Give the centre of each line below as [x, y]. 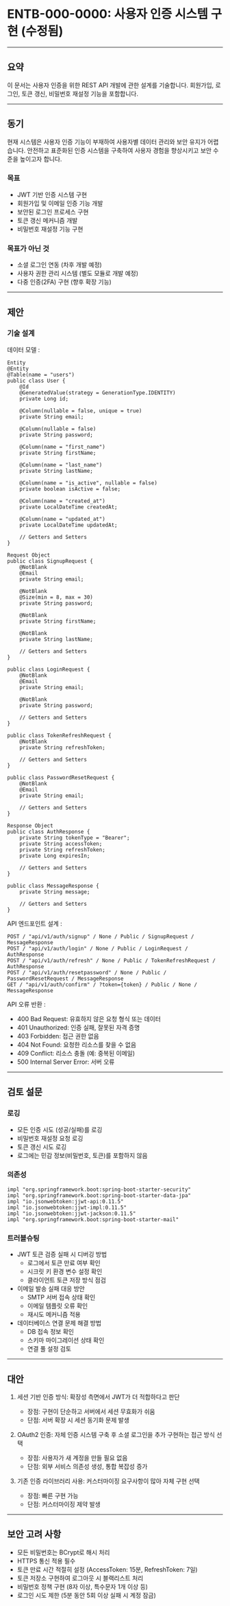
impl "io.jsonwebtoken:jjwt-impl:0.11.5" [67, 1207]
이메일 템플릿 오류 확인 [57, 1306]
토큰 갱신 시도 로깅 [42, 1147]
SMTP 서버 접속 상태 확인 [61, 1297]
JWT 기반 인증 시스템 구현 [52, 194]
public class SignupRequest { [50, 561]
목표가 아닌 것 [28, 248]
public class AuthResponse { [49, 832]
